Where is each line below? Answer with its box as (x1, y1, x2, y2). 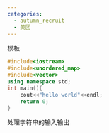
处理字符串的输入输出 (7, 118, 69, 127)
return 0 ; (20, 97, 50, 105)
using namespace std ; (7, 78, 71, 85)
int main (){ (7, 85, 42, 92)
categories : (7, 10, 42, 18)
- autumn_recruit (13, 17, 65, 24)
